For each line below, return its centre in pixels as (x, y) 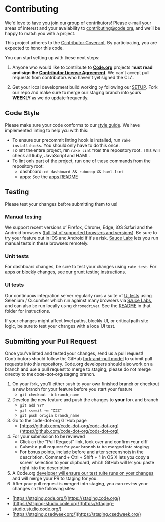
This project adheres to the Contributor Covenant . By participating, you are (81, 42)
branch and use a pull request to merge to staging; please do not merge (78, 369)
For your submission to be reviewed (49, 436)
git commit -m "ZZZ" (41, 410)
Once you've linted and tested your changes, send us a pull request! (74, 353)
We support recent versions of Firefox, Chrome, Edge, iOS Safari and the (79, 227)
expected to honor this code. (34, 48)
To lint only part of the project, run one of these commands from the (82, 161)
